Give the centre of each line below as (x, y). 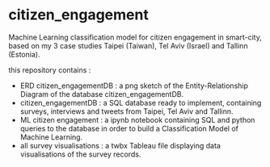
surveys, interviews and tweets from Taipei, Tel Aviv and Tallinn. (127, 111)
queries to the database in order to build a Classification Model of (129, 128)
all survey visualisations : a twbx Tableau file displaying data (120, 145)
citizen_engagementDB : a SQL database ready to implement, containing (141, 102)
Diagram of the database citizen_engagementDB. (102, 94)
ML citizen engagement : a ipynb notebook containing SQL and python (137, 119)
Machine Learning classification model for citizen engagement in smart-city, (135, 37)
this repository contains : (50, 69)
